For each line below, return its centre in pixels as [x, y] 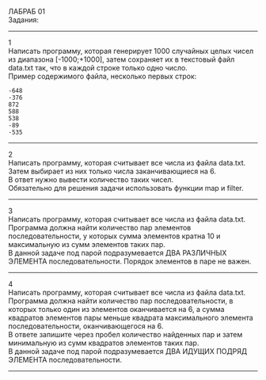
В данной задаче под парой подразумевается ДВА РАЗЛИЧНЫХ [118, 253]
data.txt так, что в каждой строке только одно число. [98, 68]
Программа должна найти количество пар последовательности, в [121, 301]
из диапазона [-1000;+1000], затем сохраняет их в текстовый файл [122, 59]
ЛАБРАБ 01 [27, 11]
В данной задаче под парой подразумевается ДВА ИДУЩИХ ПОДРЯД [128, 351]
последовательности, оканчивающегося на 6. [86, 326]
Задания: [24, 20]
